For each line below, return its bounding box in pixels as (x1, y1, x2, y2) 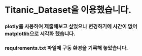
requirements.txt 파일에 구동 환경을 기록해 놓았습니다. (4, 45, 128, 52)
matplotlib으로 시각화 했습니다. (4, 30, 76, 37)
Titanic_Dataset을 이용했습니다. (4, 4, 132, 16)
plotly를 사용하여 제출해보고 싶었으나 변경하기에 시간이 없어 (4, 23, 138, 30)
